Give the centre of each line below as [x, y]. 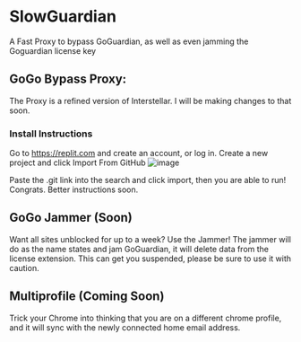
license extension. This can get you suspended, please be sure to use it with [150, 259]
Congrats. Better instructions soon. [74, 189]
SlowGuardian [63, 17]
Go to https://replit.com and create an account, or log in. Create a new [139, 153]
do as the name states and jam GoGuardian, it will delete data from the [139, 249]
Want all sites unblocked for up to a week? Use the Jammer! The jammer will [150, 239]
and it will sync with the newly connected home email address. [125, 327]
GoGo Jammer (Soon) [71, 218]
